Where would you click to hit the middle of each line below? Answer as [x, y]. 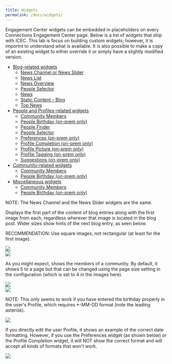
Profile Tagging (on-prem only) [53, 154]
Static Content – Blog [43, 99]
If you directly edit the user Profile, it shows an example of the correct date [84, 330]
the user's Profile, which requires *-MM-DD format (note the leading [78, 304]
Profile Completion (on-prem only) [57, 143]
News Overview [37, 83]
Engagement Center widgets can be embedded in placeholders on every [82, 29]
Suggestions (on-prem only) [50, 159]
